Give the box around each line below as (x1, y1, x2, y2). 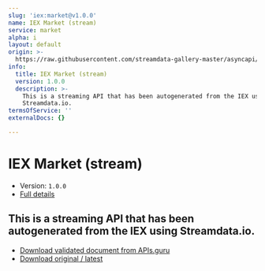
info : (8, 63, 26, 71)
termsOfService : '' (8, 107, 73, 115)
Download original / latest (19, 254, 103, 263)
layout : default (8, 41, 62, 49)
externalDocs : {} (8, 114, 65, 122)
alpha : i (8, 33, 37, 42)
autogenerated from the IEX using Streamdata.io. (8, 225, 255, 238)
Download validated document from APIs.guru (19, 245, 170, 254)
